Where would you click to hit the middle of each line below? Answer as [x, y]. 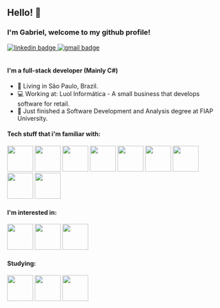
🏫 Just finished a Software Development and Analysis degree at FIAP [115, 110]
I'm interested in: [32, 212]
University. [32, 118]
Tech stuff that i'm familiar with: [54, 134]
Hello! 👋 [24, 13]
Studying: [22, 263]
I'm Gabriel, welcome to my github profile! [79, 32]
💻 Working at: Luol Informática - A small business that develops [108, 93]
